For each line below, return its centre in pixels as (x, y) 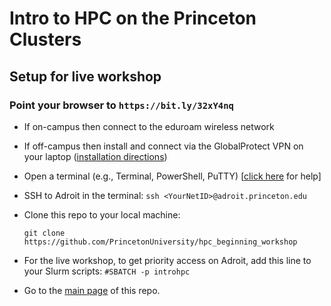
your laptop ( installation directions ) (95, 156)
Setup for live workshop (85, 76)
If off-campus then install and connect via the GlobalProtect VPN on (163, 146)
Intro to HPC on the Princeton (133, 18)
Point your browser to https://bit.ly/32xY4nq (121, 105)
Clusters (45, 39)
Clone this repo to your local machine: (102, 214)
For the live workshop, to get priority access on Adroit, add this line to (167, 260)
